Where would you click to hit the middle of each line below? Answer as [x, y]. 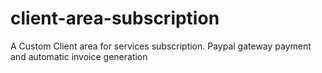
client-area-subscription [115, 18]
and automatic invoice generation [79, 56]
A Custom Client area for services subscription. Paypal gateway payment [161, 46]
